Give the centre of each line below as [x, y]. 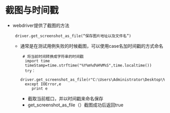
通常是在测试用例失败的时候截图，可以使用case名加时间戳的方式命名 [92, 46]
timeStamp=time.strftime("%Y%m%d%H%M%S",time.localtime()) [88, 65]
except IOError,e [43, 84]
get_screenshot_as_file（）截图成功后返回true [76, 105]
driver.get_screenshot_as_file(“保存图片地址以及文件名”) [73, 36]
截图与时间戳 [32, 10]
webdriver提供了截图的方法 [41, 25]
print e [40, 88]
